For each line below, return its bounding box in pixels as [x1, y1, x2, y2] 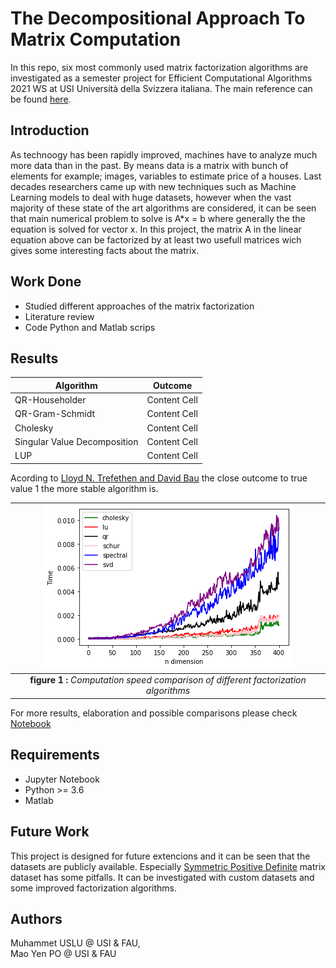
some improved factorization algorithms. [10, 882, 177, 894]
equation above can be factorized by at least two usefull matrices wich [10, 233, 302, 246]
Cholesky [14, 422, 54, 434]
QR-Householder [14, 394, 87, 406]
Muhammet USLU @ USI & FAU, [10, 937, 141, 949]
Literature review [24, 310, 95, 322]
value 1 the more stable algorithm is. [10, 482, 159, 494]
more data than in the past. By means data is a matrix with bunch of [10, 159, 289, 171]
